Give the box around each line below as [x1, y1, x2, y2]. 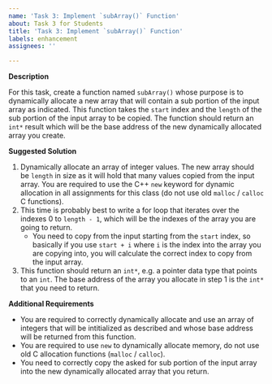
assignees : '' [8, 42, 57, 50]
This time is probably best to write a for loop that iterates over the [19, 205, 240, 216]
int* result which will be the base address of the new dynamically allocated [8, 122, 262, 132]
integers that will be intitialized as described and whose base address [19, 323, 253, 334]
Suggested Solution [8, 146, 77, 156]
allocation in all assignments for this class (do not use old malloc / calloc [19, 188, 264, 198]
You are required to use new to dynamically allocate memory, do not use [19, 341, 260, 351]
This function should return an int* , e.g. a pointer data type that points [19, 266, 257, 276]
